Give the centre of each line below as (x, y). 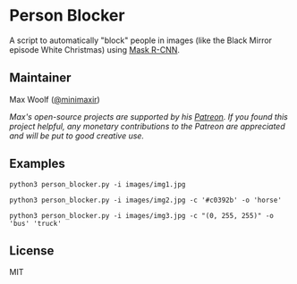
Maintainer (40, 78)
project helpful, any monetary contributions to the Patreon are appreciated (147, 126)
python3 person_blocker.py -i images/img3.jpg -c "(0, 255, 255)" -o (142, 215)
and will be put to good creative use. (77, 136)
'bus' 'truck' (36, 223)
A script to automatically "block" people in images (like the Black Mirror (141, 40)
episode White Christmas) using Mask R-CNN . (95, 49)
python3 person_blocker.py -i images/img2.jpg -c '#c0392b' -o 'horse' (145, 200)
